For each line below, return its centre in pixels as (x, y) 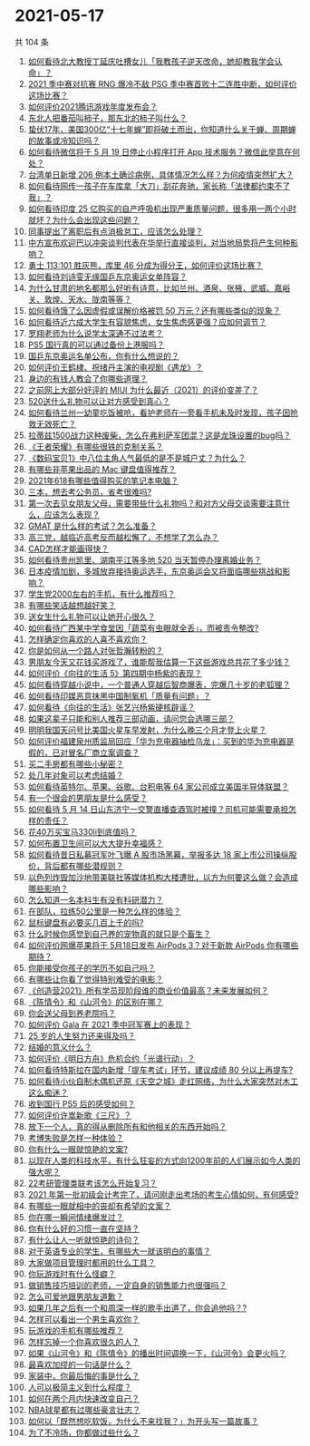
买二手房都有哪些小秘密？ (76, 763)
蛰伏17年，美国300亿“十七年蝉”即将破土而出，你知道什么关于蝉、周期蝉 (162, 129)
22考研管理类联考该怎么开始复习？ (92, 1183)
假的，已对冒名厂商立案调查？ (83, 752)
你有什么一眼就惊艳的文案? (77, 1149)
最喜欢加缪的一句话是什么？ (80, 1364)
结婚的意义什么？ (60, 1047)
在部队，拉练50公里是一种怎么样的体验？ (104, 911)
